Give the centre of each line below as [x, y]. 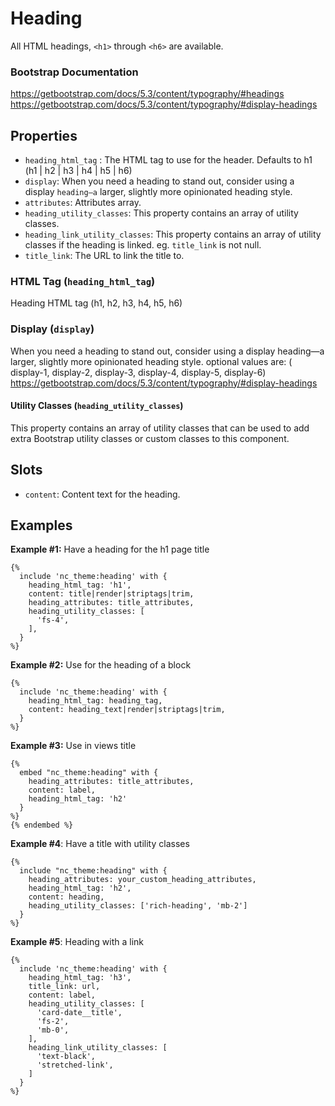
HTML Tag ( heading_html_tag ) [83, 281]
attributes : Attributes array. [83, 203]
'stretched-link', [75, 1065]
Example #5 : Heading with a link [77, 942]
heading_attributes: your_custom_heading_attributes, [142, 880]
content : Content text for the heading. [102, 494]
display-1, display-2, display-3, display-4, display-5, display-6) [138, 372]
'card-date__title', [79, 1013]
